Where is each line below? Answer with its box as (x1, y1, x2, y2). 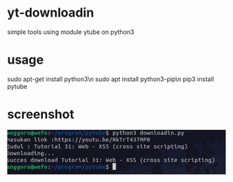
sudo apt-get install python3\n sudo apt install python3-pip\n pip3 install (7, 75, 214, 83)
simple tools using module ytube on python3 (7, 28, 135, 36)
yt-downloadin (7, 5, 94, 21)
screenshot (7, 107, 75, 122)
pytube (7, 82, 28, 91)
